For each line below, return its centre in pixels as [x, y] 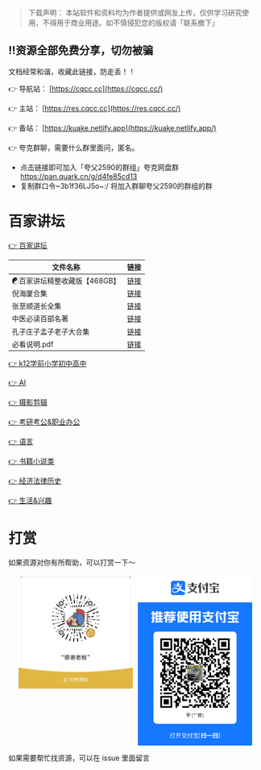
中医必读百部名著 [40, 318]
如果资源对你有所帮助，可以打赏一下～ [72, 563]
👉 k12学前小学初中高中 [48, 364]
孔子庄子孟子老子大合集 [51, 331]
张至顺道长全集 [37, 306]
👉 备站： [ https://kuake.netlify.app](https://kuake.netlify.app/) [112, 127]
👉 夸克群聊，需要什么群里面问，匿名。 [74, 148]
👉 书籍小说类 [31, 461]
